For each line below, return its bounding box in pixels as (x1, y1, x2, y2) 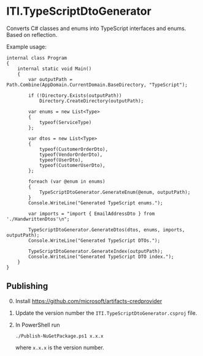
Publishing (6, 281, 48, 292)
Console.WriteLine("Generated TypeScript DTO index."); (28, 253, 174, 260)
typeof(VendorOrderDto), (39, 152, 103, 158)
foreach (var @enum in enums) (28, 178, 105, 185)
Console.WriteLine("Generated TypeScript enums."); (28, 199, 164, 206)
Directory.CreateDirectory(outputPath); (39, 98, 144, 104)
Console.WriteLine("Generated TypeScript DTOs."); (28, 238, 161, 244)
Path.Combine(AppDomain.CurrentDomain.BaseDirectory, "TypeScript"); (6, 82, 188, 88)
